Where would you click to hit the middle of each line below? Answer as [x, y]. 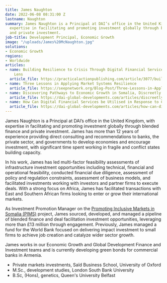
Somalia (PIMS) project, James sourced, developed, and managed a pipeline [83, 214]
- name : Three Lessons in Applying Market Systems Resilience [71, 83]
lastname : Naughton [25, 19]
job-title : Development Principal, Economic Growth [60, 38]
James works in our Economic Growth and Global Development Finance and [83, 245]
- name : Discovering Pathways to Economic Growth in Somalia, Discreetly [83, 93]
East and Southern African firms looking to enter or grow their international [82, 194]
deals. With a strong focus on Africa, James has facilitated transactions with [83, 188]
